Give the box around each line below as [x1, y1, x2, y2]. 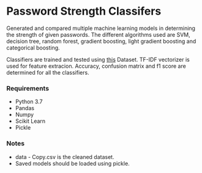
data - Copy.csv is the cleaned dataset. [15, 153, 114, 160]
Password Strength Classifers [6, 4, 162, 18]
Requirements [6, 84, 50, 92]
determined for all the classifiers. [6, 68, 90, 76]
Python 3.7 [15, 98, 43, 105]
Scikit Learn [15, 117, 46, 125]
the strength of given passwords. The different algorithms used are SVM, [6, 31, 191, 38]
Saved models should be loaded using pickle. [15, 160, 130, 167]
